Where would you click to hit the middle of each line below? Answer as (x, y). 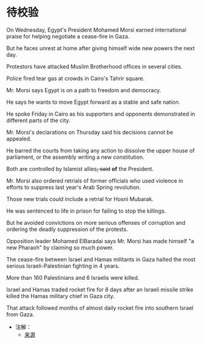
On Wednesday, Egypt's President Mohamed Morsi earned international (96, 30)
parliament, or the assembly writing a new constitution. (75, 157)
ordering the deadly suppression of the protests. (67, 229)
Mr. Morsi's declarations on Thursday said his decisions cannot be (90, 132)
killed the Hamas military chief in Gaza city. (60, 296)
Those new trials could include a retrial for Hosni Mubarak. (80, 199)
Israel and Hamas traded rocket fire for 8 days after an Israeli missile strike (100, 289)
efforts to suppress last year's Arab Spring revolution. (74, 187)
